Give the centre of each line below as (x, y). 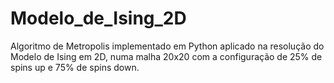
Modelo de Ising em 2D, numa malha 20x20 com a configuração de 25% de (166, 56)
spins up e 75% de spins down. (75, 67)
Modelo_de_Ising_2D (98, 18)
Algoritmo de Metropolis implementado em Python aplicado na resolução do (167, 46)
